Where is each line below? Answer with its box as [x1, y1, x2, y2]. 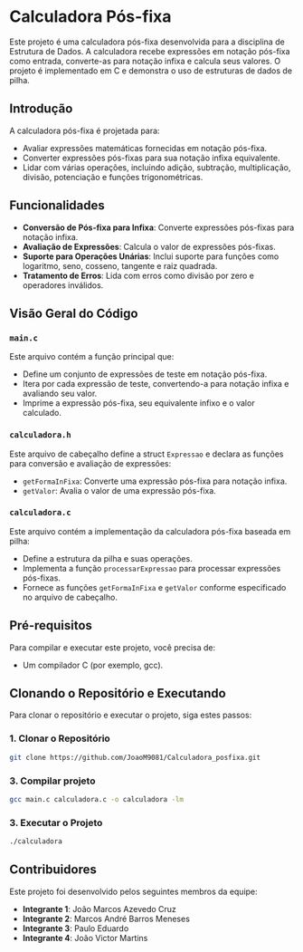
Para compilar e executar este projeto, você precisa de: [9, 641, 216, 653]
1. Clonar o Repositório [9, 732, 110, 745]
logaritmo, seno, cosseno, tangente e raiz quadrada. [22, 260, 218, 271]
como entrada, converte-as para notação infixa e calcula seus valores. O [9, 55, 281, 66]
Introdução [9, 101, 73, 117]
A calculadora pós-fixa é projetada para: [9, 125, 160, 136]
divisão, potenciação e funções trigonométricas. [22, 171, 204, 182]
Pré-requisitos [9, 618, 93, 633]
